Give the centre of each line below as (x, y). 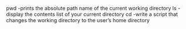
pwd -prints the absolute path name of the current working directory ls (92, 8)
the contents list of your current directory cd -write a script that (101, 14)
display (15, 14)
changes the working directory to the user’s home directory (78, 20)
